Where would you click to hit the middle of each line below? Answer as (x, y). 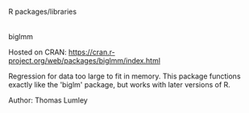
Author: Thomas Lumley (48, 100)
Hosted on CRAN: (37, 52)
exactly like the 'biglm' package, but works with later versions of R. (120, 84)
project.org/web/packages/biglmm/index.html (85, 60)
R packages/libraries (43, 12)
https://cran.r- (91, 52)
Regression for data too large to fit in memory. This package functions (124, 76)
